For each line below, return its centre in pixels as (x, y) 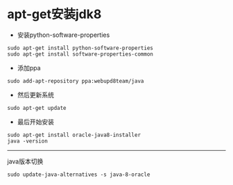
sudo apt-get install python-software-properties (80, 48)
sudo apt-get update (37, 108)
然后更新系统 (35, 95)
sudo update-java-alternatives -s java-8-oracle (79, 175)
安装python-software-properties (63, 35)
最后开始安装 (35, 122)
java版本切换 (25, 161)
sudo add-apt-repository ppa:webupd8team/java (76, 81)
